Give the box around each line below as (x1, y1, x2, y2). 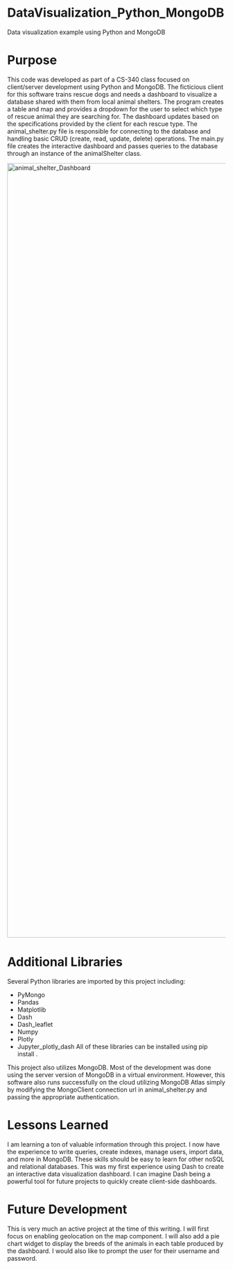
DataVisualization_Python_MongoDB (7, 5, 225, 21)
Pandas (17, 998, 40, 1006)
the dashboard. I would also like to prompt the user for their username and (7, 1247, 220, 1255)
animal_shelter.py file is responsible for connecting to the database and (7, 127, 212, 135)
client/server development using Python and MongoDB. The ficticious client (7, 82, 224, 91)
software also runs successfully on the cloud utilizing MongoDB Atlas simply (7, 1078, 225, 1086)
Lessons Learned (7, 1117, 109, 1133)
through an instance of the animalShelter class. (7, 149, 142, 157)
